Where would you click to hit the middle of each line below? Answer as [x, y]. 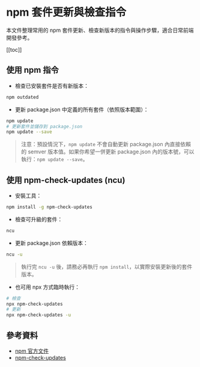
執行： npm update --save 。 [54, 159]
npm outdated [23, 97]
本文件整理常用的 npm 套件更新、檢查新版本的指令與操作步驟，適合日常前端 [100, 30]
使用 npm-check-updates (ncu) [66, 180]
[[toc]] [14, 49]
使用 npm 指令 [32, 70]
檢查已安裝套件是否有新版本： [52, 85]
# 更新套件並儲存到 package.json [44, 126]
